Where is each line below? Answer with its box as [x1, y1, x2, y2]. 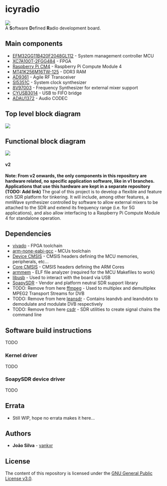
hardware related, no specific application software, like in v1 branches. [5, 178, 155, 184]
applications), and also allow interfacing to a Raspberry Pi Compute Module [5, 210, 161, 216]
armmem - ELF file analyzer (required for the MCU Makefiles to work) [12, 269, 156, 275]
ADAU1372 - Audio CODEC [12, 95, 68, 101]
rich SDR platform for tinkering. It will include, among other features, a [5, 194, 149, 200]
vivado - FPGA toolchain [12, 243, 63, 249]
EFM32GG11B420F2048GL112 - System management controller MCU [12, 52, 154, 58]
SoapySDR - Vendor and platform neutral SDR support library [12, 280, 138, 286]
